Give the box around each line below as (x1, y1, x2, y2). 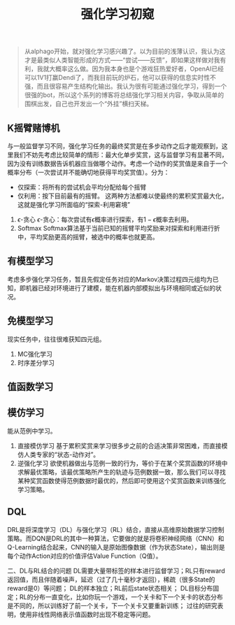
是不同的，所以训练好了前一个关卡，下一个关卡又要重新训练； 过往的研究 (7, 601, 218, 610)
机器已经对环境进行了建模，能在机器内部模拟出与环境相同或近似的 (25, 284, 215, 292)
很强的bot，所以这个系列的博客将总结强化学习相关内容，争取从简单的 (24, 91, 225, 99)
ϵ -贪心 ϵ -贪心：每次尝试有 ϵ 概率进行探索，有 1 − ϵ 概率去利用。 (17, 215, 193, 224)
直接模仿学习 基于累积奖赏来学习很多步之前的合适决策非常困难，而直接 (17, 441, 222, 450)
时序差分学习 (17, 358, 55, 367)
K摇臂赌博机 (7, 122, 61, 134)
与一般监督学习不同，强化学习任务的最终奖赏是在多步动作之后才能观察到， (7, 142, 222, 150)
